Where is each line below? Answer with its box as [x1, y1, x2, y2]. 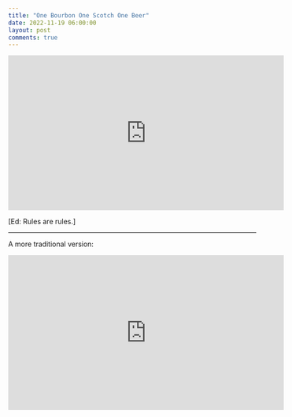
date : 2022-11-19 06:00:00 [8, 19, 97, 27]
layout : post [8, 26, 51, 34]
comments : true [8, 33, 58, 42]
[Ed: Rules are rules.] [8, 217, 76, 227]
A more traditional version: [8, 239, 94, 249]
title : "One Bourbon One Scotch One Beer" [8, 11, 150, 20]
